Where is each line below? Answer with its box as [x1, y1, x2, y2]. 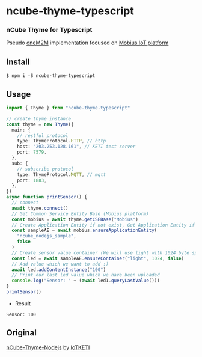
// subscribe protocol [17, 166, 74, 172]
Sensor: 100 [6, 311, 36, 317]
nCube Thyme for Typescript [6, 26, 93, 34]
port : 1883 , [17, 177, 47, 183]
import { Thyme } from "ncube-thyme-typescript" [6, 105, 130, 111]
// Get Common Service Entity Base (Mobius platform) [11, 210, 149, 217]
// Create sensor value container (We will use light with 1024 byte [11, 249, 189, 256]
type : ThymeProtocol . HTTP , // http [17, 138, 106, 144]
